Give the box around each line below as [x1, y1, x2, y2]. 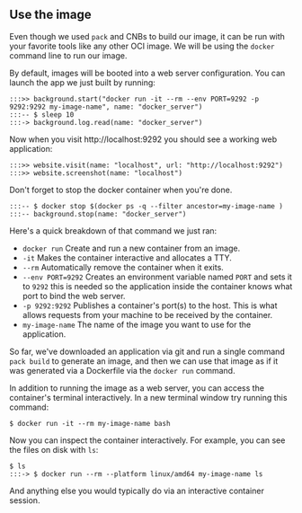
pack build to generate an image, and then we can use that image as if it [9, 355, 279, 367]
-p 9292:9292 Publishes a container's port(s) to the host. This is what [22, 300, 278, 311]
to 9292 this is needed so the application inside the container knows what [22, 280, 293, 291]
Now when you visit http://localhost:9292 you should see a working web [9, 134, 278, 145]
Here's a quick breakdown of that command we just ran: [9, 225, 218, 236]
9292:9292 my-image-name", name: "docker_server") [9, 102, 203, 111]
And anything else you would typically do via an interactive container [9, 485, 265, 496]
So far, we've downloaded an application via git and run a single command [9, 346, 285, 357]
